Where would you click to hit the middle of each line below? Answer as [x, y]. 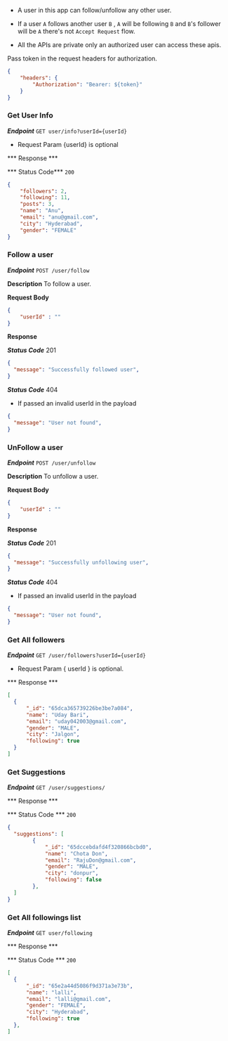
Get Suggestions [36, 772]
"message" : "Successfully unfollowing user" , [81, 562]
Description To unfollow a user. [53, 477]
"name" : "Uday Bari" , [58, 715]
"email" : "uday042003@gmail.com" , [76, 721]
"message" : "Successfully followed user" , [76, 370]
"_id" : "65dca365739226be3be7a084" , [79, 708]
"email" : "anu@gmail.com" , [59, 217]
